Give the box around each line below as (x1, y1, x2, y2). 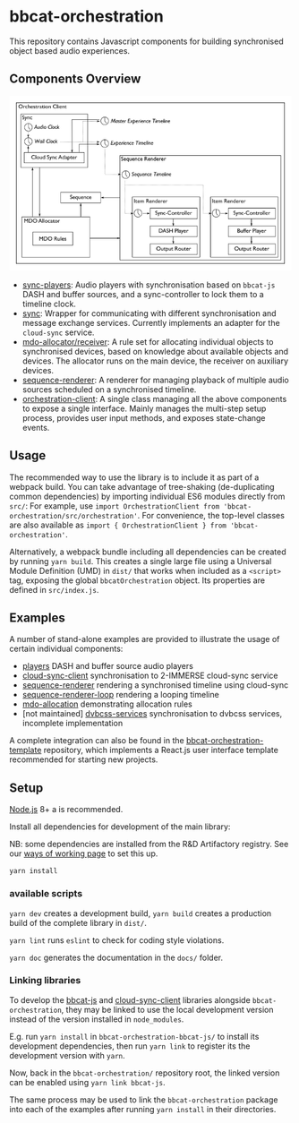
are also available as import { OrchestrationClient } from (9, 519, 226, 530)
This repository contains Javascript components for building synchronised (9, 36, 284, 47)
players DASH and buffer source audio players (21, 661, 194, 672)
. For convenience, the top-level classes (137, 510, 285, 520)
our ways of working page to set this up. (9, 848, 158, 859)
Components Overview (9, 72, 141, 87)
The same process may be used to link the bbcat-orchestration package (9, 1094, 278, 1105)
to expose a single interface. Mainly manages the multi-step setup (21, 403, 267, 414)
